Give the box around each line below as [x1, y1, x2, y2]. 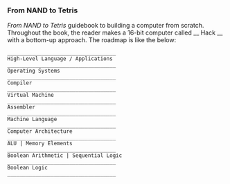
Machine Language [7, 116, 57, 123]
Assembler [7, 104, 36, 111]
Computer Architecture [7, 128, 73, 135]
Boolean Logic [7, 165, 48, 172]
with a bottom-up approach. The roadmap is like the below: [7, 36, 177, 44]
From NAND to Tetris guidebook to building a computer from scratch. [7, 21, 204, 30]
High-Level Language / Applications [7, 55, 113, 62]
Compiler [7, 80, 33, 86]
